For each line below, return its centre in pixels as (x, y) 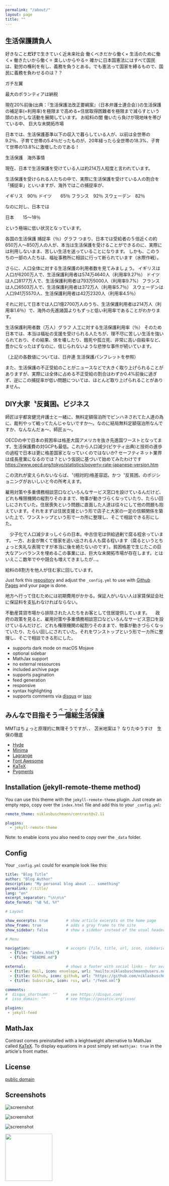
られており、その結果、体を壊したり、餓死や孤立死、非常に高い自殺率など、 (84, 340)
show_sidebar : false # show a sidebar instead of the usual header (85, 930)
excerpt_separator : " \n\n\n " (36, 898)
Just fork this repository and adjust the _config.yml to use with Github (78, 580)
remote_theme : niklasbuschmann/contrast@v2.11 (55, 814)
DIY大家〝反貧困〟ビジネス (47, 404)
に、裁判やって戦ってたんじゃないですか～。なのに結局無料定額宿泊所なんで (84, 423)
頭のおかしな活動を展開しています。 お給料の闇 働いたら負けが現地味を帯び (83, 117)
